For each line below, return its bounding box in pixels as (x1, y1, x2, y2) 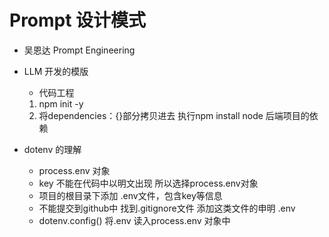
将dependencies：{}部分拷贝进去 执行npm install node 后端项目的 (38, 109, 310, 121)
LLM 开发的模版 (23, 65, 89, 77)
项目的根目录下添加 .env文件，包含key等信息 (38, 189, 223, 201)
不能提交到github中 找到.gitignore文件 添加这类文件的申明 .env (38, 202, 296, 214)
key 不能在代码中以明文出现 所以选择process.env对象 (38, 177, 259, 189)
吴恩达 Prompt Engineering (23, 44, 136, 56)
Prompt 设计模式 (9, 9, 147, 32)
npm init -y (38, 97, 84, 110)
